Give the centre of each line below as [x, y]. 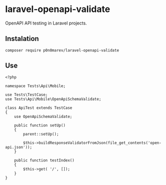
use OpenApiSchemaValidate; [43, 116]
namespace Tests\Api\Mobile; [35, 86]
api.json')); [19, 147]
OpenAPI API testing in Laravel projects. [46, 23]
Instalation [22, 39]
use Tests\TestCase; [27, 94]
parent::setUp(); [41, 134]
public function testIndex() [44, 160]
